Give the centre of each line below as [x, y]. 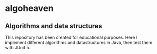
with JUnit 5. [18, 48]
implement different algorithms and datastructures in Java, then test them [79, 43]
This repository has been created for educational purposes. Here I [71, 37]
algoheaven [29, 8]
